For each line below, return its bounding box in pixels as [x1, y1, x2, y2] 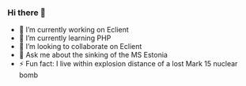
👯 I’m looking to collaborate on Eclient [18, 42, 142, 51]
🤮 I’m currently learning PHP [18, 33, 112, 43]
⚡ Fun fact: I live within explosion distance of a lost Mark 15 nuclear [18, 59, 238, 69]
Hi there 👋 [7, 7, 47, 18]
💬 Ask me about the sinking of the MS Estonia [18, 50, 168, 60]
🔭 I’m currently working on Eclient [18, 25, 130, 35]
